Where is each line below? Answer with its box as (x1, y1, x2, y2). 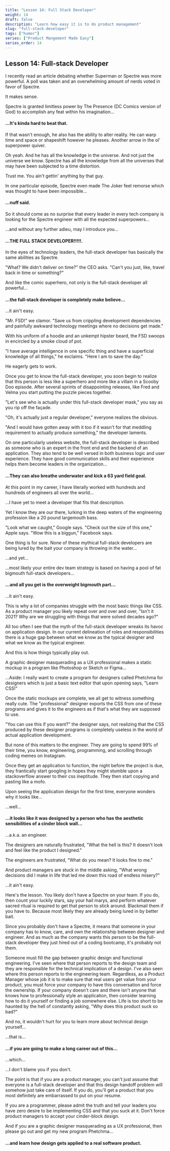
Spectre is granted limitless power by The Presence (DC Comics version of (5, 103, 161, 109)
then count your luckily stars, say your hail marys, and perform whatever (5, 897, 157, 903)
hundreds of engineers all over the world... (5, 489, 94, 496)
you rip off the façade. (5, 405, 52, 411)
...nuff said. (5, 200, 30, 206)
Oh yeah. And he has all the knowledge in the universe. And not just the (5, 152, 154, 158)
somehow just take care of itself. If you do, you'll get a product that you (5, 1087, 154, 1093)
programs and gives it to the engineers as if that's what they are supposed (5, 706, 160, 712)
